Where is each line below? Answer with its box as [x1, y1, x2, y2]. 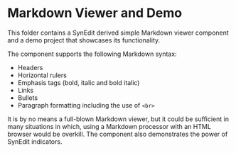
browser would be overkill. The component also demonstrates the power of [7, 130, 228, 138]
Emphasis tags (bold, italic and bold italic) [17, 78, 140, 86]
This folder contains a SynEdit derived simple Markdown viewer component [7, 28, 229, 37]
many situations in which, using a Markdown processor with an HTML [7, 122, 212, 130]
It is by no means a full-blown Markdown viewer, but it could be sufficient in [7, 115, 230, 123]
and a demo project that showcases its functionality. [7, 35, 161, 44]
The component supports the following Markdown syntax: [7, 50, 177, 58]
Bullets [17, 93, 38, 102]
